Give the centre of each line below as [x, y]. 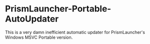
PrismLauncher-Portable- [58, 9]
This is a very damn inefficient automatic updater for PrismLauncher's [75, 32]
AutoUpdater [32, 19]
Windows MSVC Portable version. [39, 37]
